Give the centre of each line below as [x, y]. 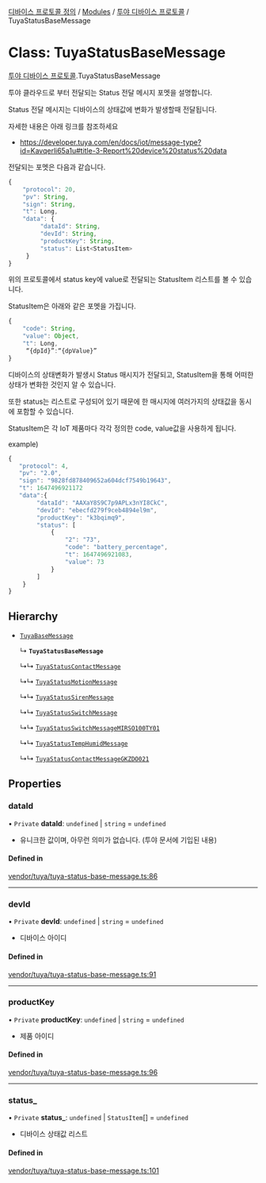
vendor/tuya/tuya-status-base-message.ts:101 [84, 1170]
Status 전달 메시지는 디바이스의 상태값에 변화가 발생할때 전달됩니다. [113, 109]
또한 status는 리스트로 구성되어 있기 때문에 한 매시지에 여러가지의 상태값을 [123, 401]
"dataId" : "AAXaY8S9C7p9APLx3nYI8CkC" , [103, 503]
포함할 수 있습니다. [45, 411]
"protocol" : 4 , [44, 466]
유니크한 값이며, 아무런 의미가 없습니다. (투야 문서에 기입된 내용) [118, 840]
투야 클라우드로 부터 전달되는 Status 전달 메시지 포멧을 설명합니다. [110, 92]
